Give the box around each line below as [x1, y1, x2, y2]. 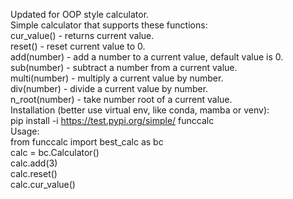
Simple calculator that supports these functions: [10, 19, 208, 31]
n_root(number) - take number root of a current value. [10, 94, 233, 105]
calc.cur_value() [10, 179, 76, 190]
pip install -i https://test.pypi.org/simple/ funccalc [10, 115, 215, 126]
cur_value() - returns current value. [10, 30, 155, 41]
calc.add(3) [10, 157, 58, 169]
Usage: [10, 125, 40, 137]
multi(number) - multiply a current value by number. [10, 72, 224, 84]
